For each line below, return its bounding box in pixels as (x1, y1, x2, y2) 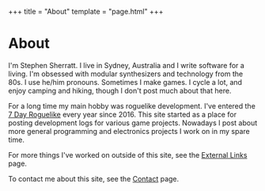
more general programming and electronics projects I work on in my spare (8, 126, 251, 136)
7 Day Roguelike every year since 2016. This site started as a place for (8, 109, 237, 119)
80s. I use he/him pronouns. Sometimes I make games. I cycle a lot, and (8, 77, 243, 86)
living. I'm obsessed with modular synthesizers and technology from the (8, 69, 244, 78)
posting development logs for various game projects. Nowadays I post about (8, 118, 258, 128)
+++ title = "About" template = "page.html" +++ (8, 7, 164, 16)
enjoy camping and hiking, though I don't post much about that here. (8, 86, 232, 95)
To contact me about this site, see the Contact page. (8, 174, 180, 183)
